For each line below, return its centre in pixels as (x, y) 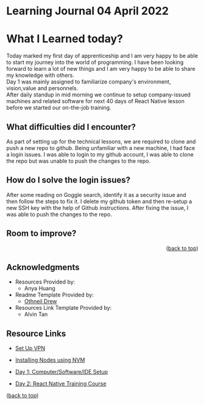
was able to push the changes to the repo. (59, 214)
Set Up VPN (30, 348)
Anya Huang (40, 289)
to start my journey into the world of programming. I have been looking (95, 62)
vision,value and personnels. (42, 88)
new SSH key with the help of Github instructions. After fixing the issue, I (97, 207)
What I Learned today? (65, 39)
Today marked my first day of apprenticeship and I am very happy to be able (102, 56)
